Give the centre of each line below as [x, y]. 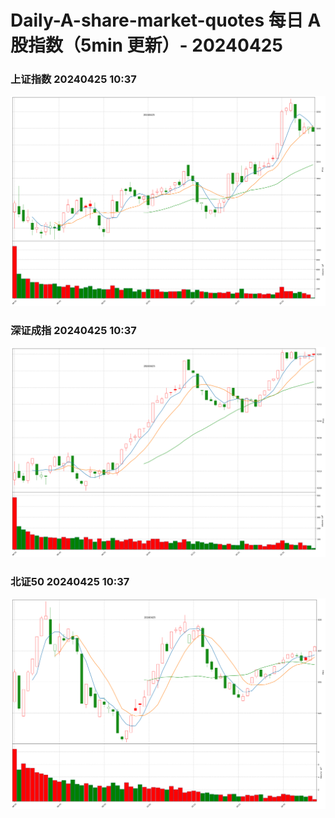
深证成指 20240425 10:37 [73, 330]
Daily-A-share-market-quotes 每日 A [166, 20]
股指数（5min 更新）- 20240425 [146, 45]
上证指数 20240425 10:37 [73, 79]
